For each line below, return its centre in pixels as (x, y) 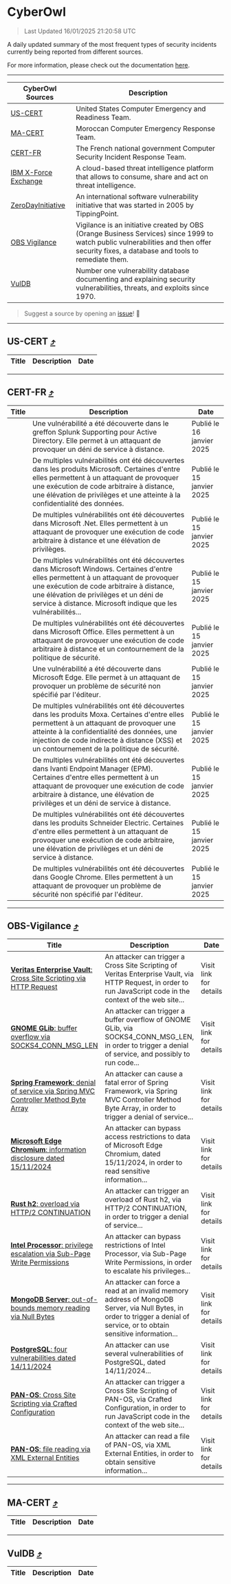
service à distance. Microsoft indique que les (104, 603)
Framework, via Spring (141, 1091)
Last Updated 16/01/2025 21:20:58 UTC (80, 31)
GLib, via (119, 1028)
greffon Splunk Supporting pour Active (95, 432)
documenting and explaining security (135, 279)
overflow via (30, 1037)
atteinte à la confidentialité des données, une (104, 731)
